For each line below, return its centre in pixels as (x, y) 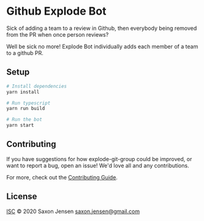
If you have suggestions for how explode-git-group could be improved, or (99, 159)
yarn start (20, 125)
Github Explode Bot (56, 11)
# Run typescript (28, 103)
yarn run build (26, 109)
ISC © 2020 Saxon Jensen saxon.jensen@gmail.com (73, 211)
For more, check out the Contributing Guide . (62, 177)
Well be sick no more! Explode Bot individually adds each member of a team (102, 46)
